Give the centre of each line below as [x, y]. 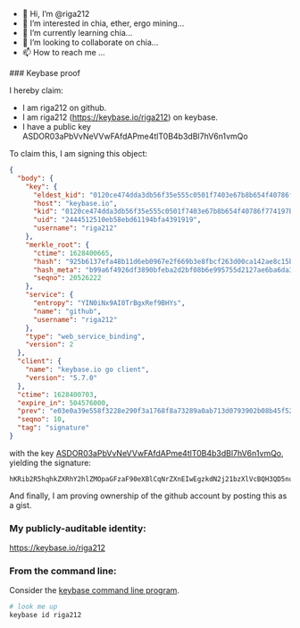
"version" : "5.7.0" [62, 378]
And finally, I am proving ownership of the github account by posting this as [148, 496]
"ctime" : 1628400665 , [73, 253]
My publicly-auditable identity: [78, 528]
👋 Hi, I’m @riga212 [56, 14]
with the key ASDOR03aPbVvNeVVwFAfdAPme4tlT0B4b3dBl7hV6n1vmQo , [146, 453]
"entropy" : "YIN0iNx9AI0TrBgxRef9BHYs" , [109, 303]
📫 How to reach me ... [63, 52]
